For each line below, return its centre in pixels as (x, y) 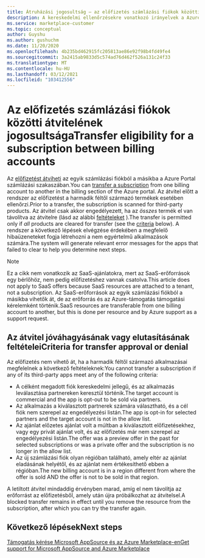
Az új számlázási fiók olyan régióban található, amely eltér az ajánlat (101, 458)
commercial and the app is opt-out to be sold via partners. (89, 399)
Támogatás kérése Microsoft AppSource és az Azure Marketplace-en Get (98, 542)
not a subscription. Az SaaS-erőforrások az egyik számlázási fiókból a (95, 293)
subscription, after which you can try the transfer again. (77, 508)
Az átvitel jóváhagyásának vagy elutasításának (98, 337)
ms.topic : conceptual (34, 29)
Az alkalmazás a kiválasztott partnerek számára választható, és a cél (102, 406)
